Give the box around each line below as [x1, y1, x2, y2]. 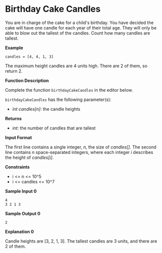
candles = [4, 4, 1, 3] [5, 54, 54, 59]
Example [5, 45, 24, 51]
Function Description [5, 77, 49, 83]
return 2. [5, 68, 23, 74]
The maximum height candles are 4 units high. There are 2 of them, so [5, 63, 148, 69]
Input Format [5, 134, 32, 140]
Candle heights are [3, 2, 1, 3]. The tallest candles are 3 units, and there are [5, 238, 157, 244]
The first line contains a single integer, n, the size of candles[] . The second [5, 144, 157, 150]
